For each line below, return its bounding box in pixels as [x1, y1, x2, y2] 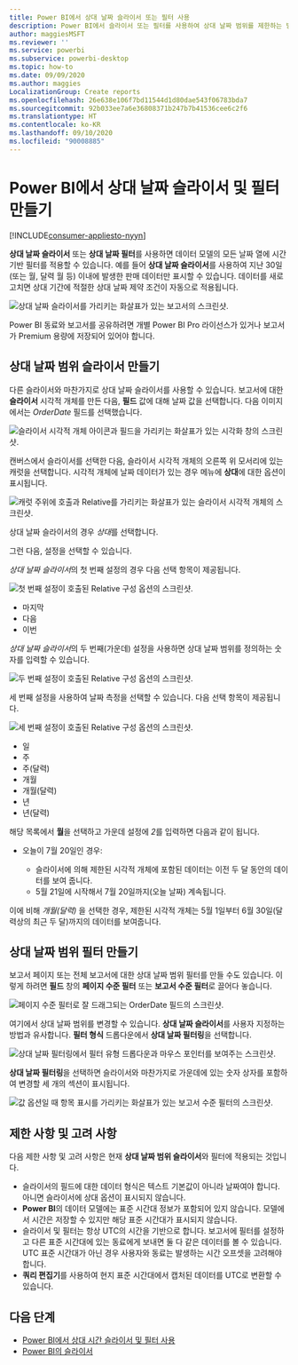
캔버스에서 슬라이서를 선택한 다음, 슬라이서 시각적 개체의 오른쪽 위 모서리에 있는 [9, 455, 284, 466]
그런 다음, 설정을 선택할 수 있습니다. [9, 545, 132, 556]
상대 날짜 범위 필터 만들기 [9, 944, 139, 959]
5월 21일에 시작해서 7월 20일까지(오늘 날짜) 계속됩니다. [35, 885, 226, 897]
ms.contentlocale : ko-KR [9, 121, 101, 130]
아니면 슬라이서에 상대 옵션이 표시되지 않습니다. [21, 1192, 186, 1203]
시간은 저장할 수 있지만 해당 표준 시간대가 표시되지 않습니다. [31, 1214, 238, 1226]
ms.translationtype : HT [9, 112, 98, 121]
